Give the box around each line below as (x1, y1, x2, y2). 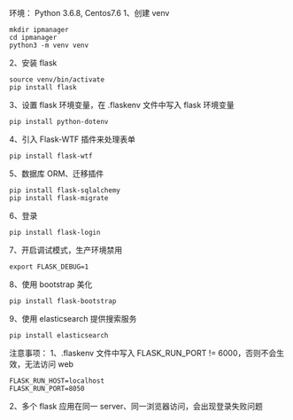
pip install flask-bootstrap (9, 297, 117, 306)
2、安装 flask (9, 58, 58, 68)
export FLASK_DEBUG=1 (9, 262, 89, 271)
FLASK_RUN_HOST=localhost (9, 377, 104, 385)
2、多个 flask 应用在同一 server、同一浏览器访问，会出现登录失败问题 (9, 401, 263, 411)
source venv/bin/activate (9, 75, 104, 84)
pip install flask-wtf (9, 152, 93, 160)
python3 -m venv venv (9, 41, 89, 50)
